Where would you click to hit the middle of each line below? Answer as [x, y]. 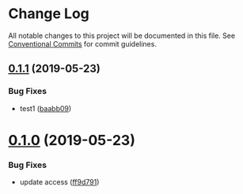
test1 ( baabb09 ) [46, 108]
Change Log [49, 14]
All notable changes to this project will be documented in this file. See [122, 35]
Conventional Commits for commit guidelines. [82, 43]
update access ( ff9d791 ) [59, 182]
